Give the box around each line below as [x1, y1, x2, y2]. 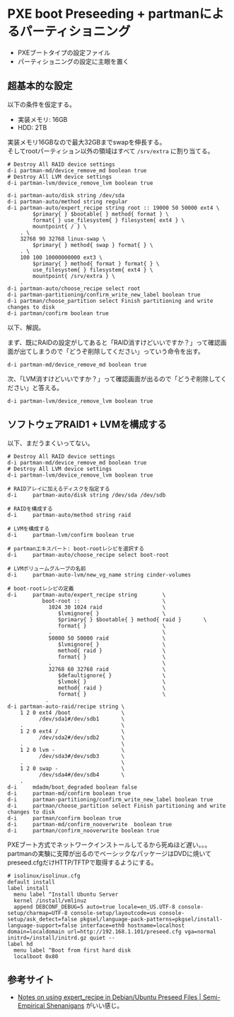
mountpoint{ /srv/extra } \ [33, 272, 115, 279]
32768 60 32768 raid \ [48, 665, 166, 673]
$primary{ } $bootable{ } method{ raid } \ [57, 616, 207, 623]
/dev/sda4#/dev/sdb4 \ [38, 771, 125, 778]
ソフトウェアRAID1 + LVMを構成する [7, 418, 168, 430]
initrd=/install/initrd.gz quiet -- [7, 934, 115, 941]
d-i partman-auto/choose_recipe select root [7, 284, 141, 292]
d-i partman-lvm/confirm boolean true [7, 531, 134, 538]
